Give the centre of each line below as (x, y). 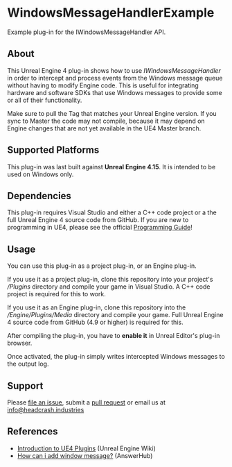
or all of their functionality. (45, 100)
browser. (20, 343)
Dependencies (39, 196)
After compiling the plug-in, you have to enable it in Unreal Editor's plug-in (114, 336)
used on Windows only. (41, 174)
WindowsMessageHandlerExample (111, 13)
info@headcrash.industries (46, 410)
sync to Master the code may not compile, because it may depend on (106, 121)
